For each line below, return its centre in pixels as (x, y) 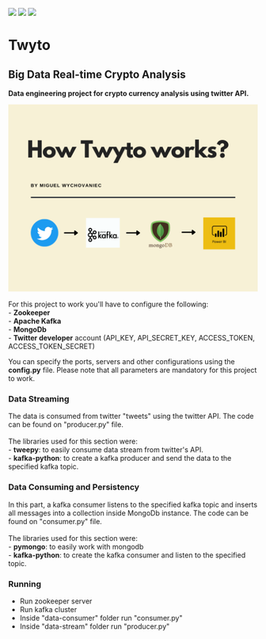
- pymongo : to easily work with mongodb (76, 546)
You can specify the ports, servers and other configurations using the (122, 361)
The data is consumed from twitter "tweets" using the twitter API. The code (131, 416)
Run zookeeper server (56, 601)
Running (25, 584)
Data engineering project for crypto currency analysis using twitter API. (129, 93)
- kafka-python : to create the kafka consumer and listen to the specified (127, 555)
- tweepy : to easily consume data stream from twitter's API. (106, 450)
